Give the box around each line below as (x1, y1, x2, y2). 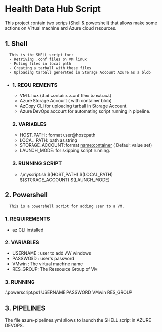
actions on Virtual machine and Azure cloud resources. (5, 25, 117, 31)
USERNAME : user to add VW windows (12, 250, 91, 256)
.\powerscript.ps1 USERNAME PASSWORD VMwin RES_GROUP (5, 289, 133, 295)
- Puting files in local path (9, 61, 71, 66)
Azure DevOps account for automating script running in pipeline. (19, 108, 151, 114)
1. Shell (5, 40, 28, 48)
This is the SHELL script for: (9, 52, 74, 57)
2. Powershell (5, 191, 48, 199)
